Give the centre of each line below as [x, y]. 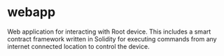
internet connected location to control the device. [78, 46]
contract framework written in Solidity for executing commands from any [112, 38]
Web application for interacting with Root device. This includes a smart [109, 31]
